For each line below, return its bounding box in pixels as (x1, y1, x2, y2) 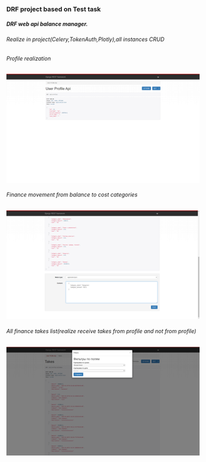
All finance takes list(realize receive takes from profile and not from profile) (6, 327, 197, 334)
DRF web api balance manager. (6, 20, 88, 28)
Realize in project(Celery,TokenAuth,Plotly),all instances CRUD (6, 36, 165, 43)
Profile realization (6, 55, 51, 62)
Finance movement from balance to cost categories (6, 191, 138, 198)
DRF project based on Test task (6, 5, 101, 13)
